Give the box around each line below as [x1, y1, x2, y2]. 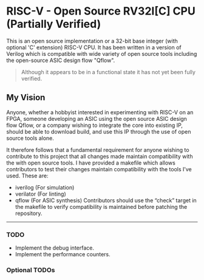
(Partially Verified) [6, 17, 101, 31]
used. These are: [6, 172, 49, 179]
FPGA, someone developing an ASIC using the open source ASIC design [6, 115, 187, 122]
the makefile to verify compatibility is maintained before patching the [15, 203, 188, 210]
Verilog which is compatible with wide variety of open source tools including [6, 50, 197, 57]
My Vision [6, 92, 46, 103]
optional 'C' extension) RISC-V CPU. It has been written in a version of [6, 44, 182, 51]
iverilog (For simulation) [15, 183, 75, 191]
